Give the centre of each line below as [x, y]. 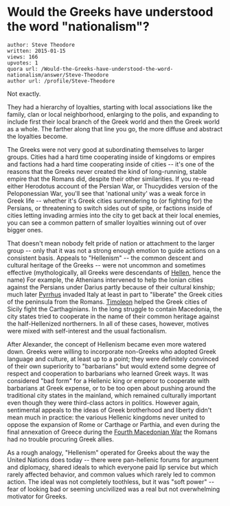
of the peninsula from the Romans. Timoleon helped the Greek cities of [107, 301]
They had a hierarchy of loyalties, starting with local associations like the [110, 107]
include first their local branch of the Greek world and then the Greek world [113, 122]
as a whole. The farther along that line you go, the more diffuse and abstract [115, 129]
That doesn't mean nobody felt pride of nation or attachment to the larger [111, 243]
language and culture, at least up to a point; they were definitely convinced [113, 359]
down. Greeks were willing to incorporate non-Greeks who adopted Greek [112, 351]
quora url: [23, 69]
